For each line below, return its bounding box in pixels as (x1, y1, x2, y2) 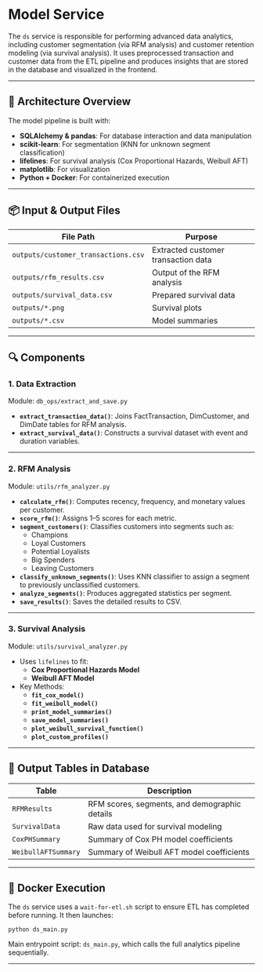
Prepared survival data (152, 289, 236, 300)
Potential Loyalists (31, 546, 90, 556)
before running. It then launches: (8, 911, 113, 920)
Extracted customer (152, 244, 225, 255)
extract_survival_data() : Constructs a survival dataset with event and (19, 428, 248, 437)
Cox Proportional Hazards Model (31, 665, 140, 674)
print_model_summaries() (31, 708, 113, 716)
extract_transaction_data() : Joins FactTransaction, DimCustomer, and (19, 411, 250, 421)
